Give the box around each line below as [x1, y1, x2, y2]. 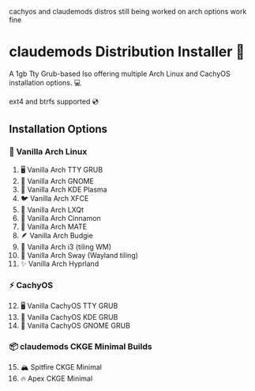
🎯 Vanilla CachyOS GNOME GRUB [20, 321, 131, 330]
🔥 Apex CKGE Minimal [20, 374, 93, 383]
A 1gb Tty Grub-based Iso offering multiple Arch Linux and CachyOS [9, 69, 231, 78]
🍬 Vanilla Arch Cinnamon [20, 213, 101, 222]
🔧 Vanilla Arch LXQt [20, 205, 84, 214]
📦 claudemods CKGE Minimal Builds [9, 340, 152, 351]
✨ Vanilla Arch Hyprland [20, 259, 99, 268]
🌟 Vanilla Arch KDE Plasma [20, 184, 107, 194]
